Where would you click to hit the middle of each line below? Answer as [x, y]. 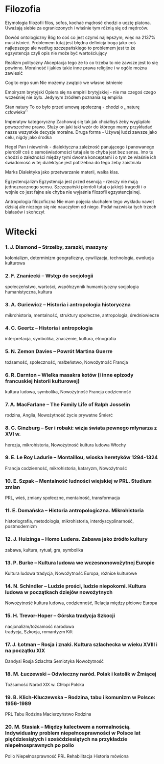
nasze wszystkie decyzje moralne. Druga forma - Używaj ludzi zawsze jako [81, 132]
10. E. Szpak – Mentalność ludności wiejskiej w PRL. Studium [78, 481]
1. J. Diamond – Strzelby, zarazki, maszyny [57, 247]
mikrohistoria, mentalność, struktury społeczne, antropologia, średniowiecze [82, 315]
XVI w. [13, 434]
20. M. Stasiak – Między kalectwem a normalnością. [68, 727]
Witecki [21, 232]
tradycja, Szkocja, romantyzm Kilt [39, 632]
